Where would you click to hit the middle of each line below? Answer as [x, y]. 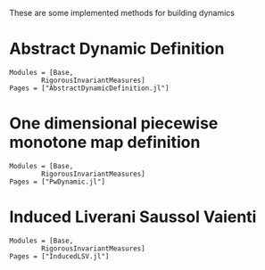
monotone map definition [105, 143]
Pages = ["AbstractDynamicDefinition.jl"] [89, 88]
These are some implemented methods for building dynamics [122, 13]
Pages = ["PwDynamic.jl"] [57, 182]
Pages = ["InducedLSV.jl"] [59, 256]
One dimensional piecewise [114, 123]
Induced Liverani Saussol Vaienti [133, 217]
